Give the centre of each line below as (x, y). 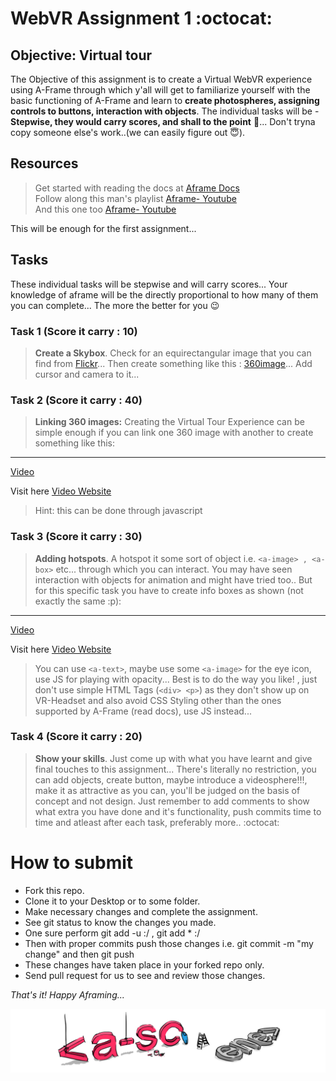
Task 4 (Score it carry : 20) (76, 737)
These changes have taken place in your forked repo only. (144, 964)
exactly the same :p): (78, 601)
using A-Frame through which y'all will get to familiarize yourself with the (160, 90)
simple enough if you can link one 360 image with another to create (174, 433)
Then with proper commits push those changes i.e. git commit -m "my (169, 943)
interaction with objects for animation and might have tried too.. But (173, 579)
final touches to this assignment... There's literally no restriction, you (175, 769)
